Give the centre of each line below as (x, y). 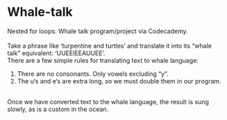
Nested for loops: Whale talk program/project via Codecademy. (98, 31)
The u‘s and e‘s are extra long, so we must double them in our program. (119, 81)
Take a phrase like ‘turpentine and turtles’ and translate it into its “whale (109, 46)
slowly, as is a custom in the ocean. (58, 109)
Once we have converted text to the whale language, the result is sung (108, 101)
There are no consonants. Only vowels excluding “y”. (93, 74)
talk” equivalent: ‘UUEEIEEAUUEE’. (56, 53)
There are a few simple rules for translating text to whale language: (103, 60)
